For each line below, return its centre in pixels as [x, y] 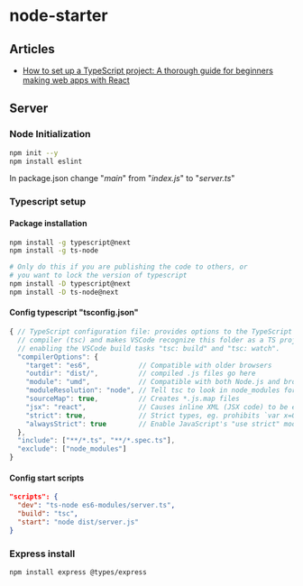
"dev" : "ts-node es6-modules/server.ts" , [96, 506]
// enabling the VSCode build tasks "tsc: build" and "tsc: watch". [149, 348]
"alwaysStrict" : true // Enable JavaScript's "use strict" [153, 424]
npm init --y [34, 153]
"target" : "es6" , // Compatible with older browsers [149, 365]
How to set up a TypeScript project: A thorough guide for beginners [147, 70]
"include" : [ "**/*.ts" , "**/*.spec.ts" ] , [96, 441]
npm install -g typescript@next [70, 243]
